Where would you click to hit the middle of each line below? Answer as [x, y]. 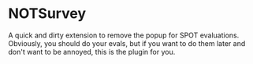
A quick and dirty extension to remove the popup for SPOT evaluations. [124, 35]
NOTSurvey [47, 14]
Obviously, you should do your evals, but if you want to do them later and [127, 43]
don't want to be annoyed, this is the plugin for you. [92, 52]
